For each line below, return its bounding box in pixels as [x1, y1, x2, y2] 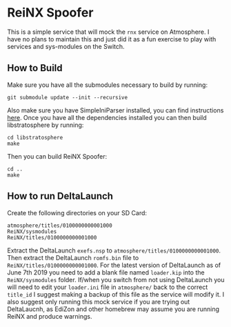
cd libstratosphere [7, 134, 63, 141]
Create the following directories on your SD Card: [7, 208, 147, 217]
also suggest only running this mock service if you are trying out [7, 297, 190, 306]
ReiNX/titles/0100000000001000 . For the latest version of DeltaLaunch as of [7, 261, 221, 269]
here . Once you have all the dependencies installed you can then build [7, 113, 207, 121]
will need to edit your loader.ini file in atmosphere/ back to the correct [7, 283, 208, 291]
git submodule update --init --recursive [7, 94, 128, 101]
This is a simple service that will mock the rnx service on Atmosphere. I [7, 28, 210, 36]
